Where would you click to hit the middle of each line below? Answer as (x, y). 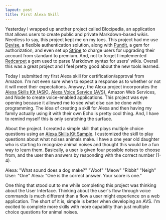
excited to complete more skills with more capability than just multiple (77, 206)
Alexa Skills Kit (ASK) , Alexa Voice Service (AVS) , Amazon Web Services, (81, 92)
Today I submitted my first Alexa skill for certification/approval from (75, 76)
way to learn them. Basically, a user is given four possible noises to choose (83, 150)
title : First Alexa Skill (32, 15)
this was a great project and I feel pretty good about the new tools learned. (82, 66)
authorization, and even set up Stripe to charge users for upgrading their (80, 50)
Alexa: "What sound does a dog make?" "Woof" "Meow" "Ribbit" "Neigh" (81, 170)
